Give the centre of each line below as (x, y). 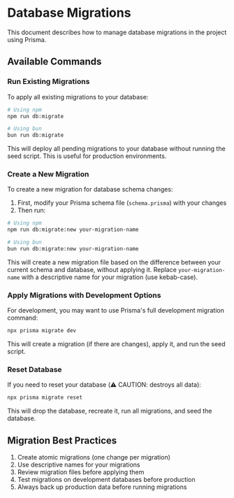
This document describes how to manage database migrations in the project (117, 32)
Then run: (31, 211)
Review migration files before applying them (81, 472)
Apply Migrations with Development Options (84, 295)
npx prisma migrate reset (45, 398)
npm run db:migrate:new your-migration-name (73, 230)
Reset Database (35, 370)
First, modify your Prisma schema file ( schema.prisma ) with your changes (122, 203)
